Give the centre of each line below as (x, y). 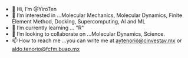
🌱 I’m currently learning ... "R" (48, 28)
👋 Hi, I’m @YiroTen (34, 9)
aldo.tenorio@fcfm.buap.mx (46, 49)
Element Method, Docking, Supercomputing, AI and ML (78, 21)
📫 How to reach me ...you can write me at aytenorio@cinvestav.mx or (97, 40)
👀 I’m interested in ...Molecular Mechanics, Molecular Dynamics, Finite (97, 15)
